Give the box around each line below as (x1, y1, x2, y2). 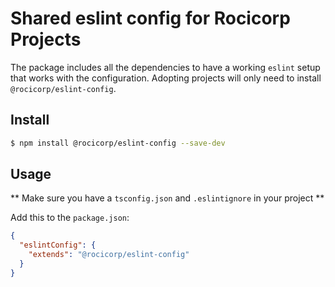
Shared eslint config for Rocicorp (10, 7, 291, 30)
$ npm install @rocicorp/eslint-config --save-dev (10, 138, 226, 148)
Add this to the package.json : (10, 212, 130, 224)
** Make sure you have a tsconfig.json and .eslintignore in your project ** (10, 192, 325, 204)
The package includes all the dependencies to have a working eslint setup (10, 61, 321, 73)
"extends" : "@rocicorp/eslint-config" (28, 250, 190, 260)
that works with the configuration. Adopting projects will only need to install (10, 72, 322, 84)
